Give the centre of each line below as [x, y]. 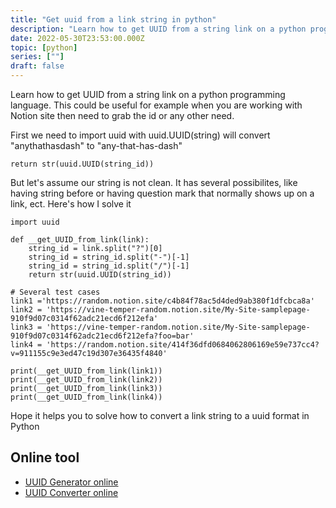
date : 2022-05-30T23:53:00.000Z [77, 38]
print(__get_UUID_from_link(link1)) [86, 371]
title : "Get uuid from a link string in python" [113, 19]
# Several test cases [55, 292]
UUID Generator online [71, 482]
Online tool [45, 457]
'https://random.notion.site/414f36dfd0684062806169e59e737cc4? [183, 345]
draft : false [37, 66]
